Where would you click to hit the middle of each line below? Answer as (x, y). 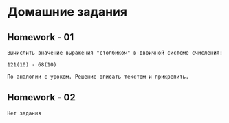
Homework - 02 (41, 97)
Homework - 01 (41, 37)
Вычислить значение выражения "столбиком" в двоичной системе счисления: (115, 53)
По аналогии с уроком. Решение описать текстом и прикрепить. (98, 77)
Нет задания (24, 113)
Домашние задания (67, 12)
